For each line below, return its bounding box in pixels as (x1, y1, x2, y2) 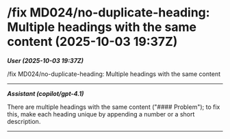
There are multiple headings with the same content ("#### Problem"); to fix (7, 103, 220, 111)
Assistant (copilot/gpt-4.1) (7, 89, 84, 97)
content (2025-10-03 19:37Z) (7, 34, 178, 49)
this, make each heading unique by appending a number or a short (7, 110, 195, 118)
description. (7, 117, 41, 125)
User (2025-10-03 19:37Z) (7, 56, 84, 64)
